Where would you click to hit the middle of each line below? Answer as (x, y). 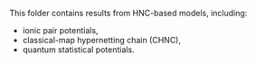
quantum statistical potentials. (78, 50)
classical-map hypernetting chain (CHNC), (102, 40)
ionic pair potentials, (60, 30)
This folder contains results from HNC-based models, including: (128, 13)
